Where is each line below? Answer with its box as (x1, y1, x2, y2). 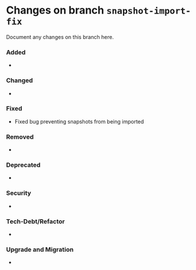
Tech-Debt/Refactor (6, 217, 65, 225)
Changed (6, 76, 34, 84)
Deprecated (6, 161, 41, 169)
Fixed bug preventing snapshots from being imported (14, 118, 144, 125)
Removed (6, 132, 34, 141)
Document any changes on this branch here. (6, 33, 114, 40)
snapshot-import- (106, 5, 191, 17)
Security (6, 189, 31, 197)
